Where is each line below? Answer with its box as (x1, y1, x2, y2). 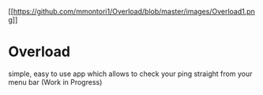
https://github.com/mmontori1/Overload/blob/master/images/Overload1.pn (13, 7, 255, 16)
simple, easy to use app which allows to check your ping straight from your (8, 69, 253, 78)
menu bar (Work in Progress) (8, 77, 103, 86)
